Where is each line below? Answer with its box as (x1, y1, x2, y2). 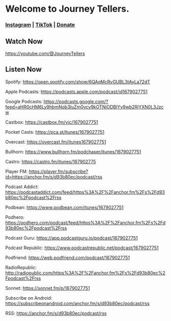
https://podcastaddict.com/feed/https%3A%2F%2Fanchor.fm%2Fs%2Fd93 (5, 189, 165, 195)
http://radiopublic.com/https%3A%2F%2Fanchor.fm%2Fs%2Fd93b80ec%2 (5, 270, 165, 276)
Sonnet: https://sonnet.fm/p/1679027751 (5, 285, 90, 291)
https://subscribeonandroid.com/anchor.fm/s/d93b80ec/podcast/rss (5, 300, 150, 306)
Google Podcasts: (5, 98, 43, 104)
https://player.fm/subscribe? (28, 168, 88, 174)
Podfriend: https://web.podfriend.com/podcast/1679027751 (5, 254, 130, 260)
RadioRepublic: (5, 264, 37, 270)
